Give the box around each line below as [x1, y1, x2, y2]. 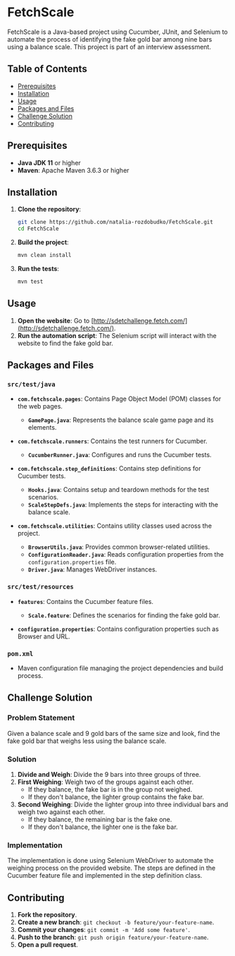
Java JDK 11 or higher [17, 158, 81, 167]
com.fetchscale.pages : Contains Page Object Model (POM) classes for [17, 394, 222, 403]
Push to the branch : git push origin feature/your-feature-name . [17, 933, 209, 942]
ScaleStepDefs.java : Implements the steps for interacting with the [27, 500, 219, 509]
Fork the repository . [17, 911, 77, 919]
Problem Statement [7, 713, 75, 723]
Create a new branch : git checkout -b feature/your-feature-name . [17, 918, 215, 926]
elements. [27, 423, 57, 432]
